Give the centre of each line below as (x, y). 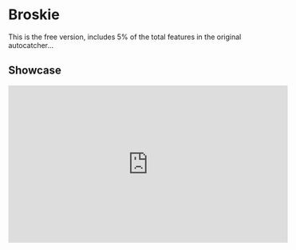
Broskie (34, 15)
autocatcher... (31, 45)
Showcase (35, 71)
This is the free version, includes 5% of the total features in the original (125, 37)
